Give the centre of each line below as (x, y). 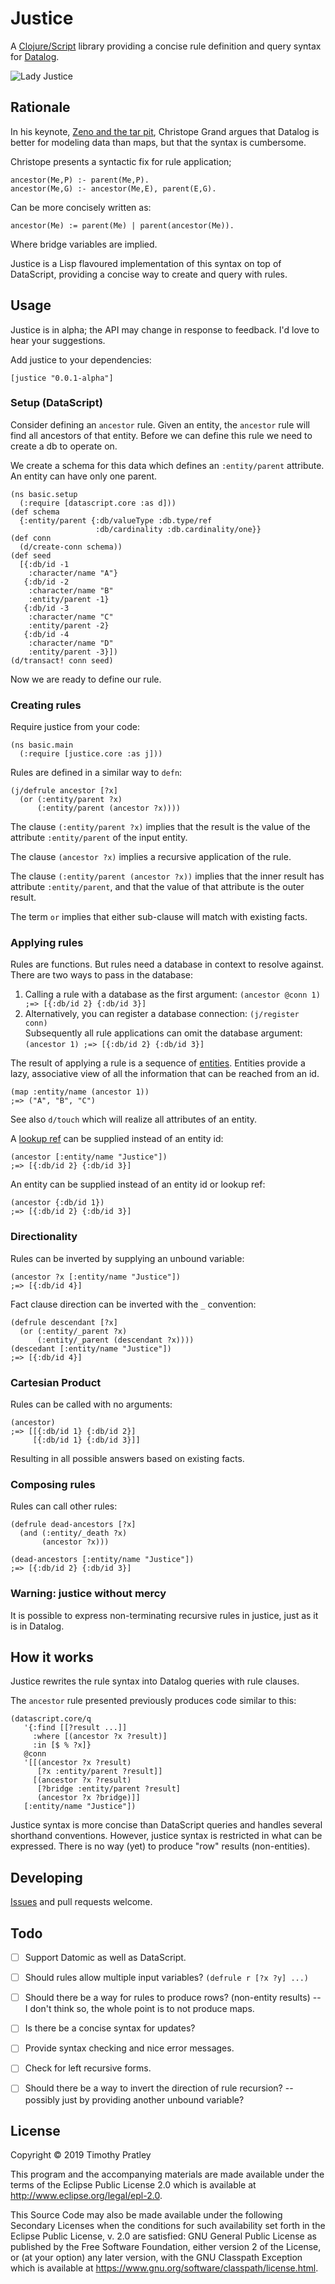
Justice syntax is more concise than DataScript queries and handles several (166, 1825)
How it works (52, 1657)
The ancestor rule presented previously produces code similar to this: (153, 1701)
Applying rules (47, 943)
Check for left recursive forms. (88, 2068)
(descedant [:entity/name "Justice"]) (91, 1348)
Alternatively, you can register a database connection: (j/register (162, 1014)
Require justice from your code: (75, 727)
